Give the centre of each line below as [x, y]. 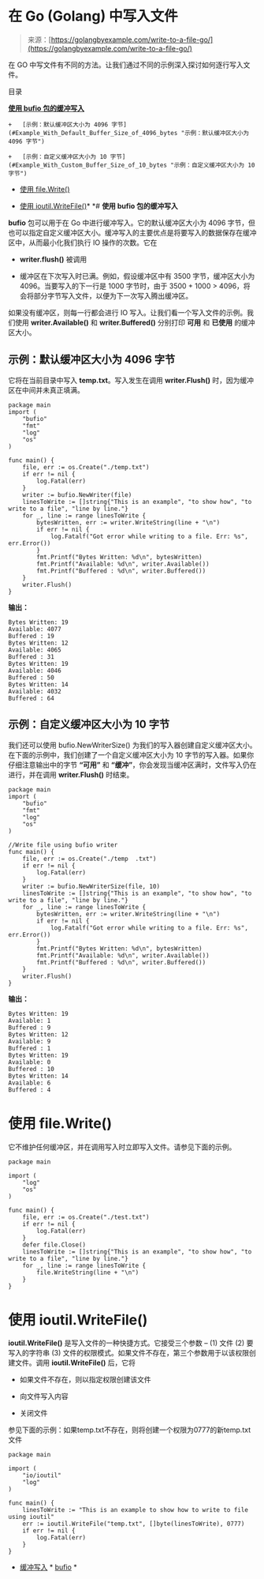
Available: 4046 [35, 671]
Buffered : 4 [30, 1090]
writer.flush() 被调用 [53, 259]
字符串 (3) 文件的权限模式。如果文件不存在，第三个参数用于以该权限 [139, 1353]
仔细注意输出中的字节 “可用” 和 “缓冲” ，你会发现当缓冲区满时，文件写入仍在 [132, 765]
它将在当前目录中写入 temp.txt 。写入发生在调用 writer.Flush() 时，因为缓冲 [131, 380]
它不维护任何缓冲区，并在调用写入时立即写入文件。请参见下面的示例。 [122, 1147]
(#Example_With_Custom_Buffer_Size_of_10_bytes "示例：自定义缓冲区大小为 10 [132, 165]
